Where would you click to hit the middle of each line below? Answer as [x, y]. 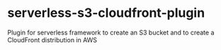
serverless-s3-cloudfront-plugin [106, 13]
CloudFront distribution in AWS [52, 39]
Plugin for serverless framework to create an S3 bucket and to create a [111, 32]
